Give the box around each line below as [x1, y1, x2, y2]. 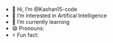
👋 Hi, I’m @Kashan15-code [11, 6, 78, 13]
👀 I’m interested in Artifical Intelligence [11, 12, 107, 19]
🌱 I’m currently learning [11, 19, 70, 25]
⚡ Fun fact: [11, 32, 39, 38]
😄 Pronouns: [11, 24, 45, 32]
